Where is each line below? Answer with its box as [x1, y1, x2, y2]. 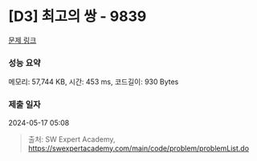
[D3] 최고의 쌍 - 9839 [8, 7, 147, 26]
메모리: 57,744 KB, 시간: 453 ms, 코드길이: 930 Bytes [8, 77, 179, 87]
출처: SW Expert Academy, [27, 134, 116, 144]
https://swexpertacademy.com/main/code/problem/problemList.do [27, 143, 250, 153]
